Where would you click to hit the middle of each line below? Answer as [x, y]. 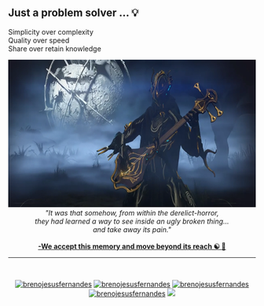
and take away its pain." [132, 229]
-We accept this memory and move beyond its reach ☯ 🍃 [132, 246]
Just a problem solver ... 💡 [73, 13]
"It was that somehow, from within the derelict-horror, [132, 212]
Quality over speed [39, 40]
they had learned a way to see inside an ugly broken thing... [132, 221]
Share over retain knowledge [55, 48]
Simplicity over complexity [51, 31]
